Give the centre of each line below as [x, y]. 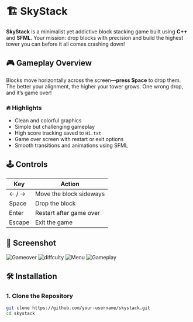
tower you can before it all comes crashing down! [66, 44]
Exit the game [54, 222]
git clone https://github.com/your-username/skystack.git [78, 308]
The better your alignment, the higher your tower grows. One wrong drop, [95, 86]
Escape [19, 222]
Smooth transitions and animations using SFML [71, 145]
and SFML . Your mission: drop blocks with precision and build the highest [95, 37]
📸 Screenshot [31, 243]
